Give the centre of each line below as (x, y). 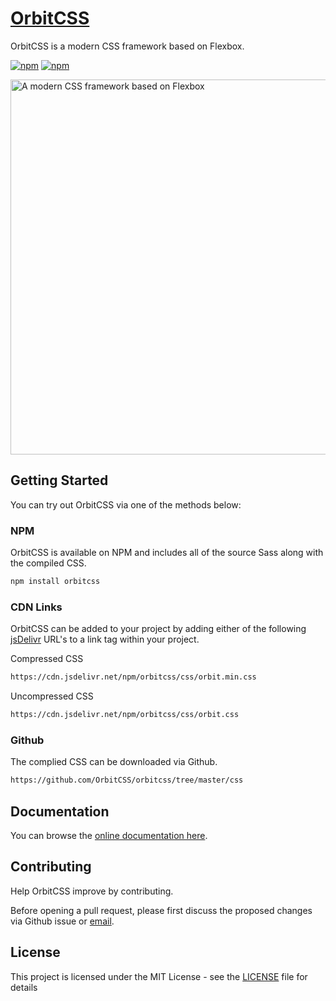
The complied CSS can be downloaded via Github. (114, 762)
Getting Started (59, 480)
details (24, 987)
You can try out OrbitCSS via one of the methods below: (126, 504)
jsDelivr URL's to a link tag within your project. (105, 639)
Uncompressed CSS (52, 696)
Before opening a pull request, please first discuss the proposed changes (161, 910)
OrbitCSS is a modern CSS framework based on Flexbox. (127, 46)
